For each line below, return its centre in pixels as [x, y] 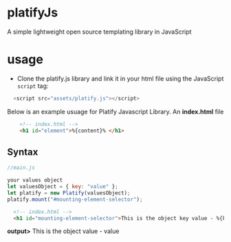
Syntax [23, 152]
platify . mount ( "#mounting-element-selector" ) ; [75, 199]
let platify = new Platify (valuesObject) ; [69, 193]
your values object [35, 180]
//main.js [21, 168]
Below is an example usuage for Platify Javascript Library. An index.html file [115, 111]
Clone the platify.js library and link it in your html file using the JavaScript [120, 78]
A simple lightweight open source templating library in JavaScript [99, 32]
